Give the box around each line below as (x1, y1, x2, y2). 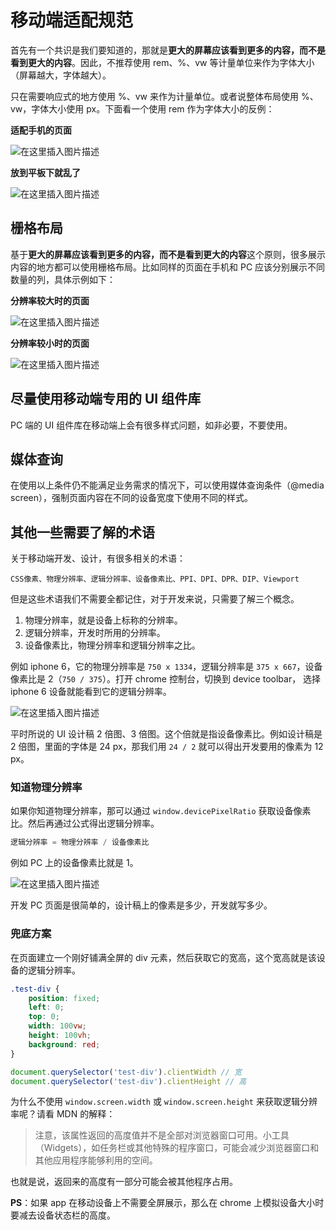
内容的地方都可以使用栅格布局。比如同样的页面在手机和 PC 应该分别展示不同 (10, 261, 326, 273)
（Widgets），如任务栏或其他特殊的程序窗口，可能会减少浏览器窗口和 (34, 1142, 320, 1154)
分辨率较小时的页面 (10, 337, 90, 349)
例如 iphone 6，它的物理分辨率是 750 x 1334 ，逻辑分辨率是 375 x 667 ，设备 (10, 661, 323, 673)
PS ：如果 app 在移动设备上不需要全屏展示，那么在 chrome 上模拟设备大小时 (10, 1197, 325, 1209)
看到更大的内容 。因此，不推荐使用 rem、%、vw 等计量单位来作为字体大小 (10, 56, 315, 68)
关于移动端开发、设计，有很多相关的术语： (10, 552, 186, 565)
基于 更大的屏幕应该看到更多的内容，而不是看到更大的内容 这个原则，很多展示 (10, 248, 326, 260)
